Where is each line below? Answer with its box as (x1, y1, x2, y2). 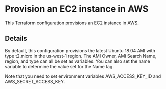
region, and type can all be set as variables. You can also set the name (5, 58, 151, 64)
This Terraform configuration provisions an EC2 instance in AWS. (5, 20, 139, 26)
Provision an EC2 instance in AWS (5, 3, 149, 15)
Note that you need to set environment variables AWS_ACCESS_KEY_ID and (5, 73, 161, 79)
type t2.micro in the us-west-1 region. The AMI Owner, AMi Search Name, (5, 53, 157, 59)
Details (5, 34, 27, 43)
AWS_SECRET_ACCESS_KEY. (5, 78, 65, 84)
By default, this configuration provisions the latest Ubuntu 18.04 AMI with (5, 47, 156, 53)
